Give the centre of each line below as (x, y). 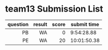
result (40, 24)
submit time (85, 24)
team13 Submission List (54, 9)
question (18, 24)
